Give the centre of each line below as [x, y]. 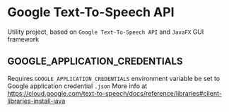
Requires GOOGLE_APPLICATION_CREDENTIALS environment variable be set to [114, 78]
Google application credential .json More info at [77, 86]
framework [23, 39]
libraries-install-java [36, 101]
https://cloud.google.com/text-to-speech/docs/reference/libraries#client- [115, 93]
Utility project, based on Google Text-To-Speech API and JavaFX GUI [106, 32]
